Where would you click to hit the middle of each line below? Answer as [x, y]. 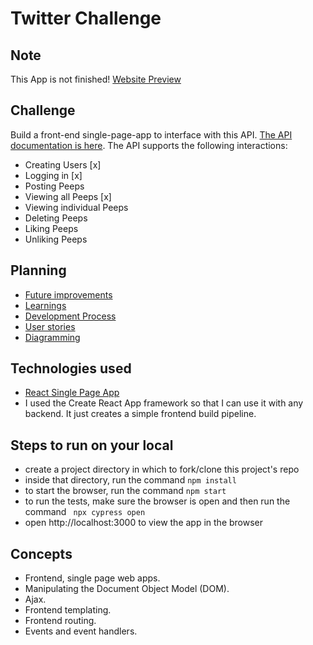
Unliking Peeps [56, 239]
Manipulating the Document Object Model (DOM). [127, 589]
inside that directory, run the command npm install [130, 480]
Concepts [41, 553]
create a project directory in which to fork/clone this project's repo [162, 469]
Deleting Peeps [56, 218]
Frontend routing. [60, 621]
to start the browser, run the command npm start [125, 491]
